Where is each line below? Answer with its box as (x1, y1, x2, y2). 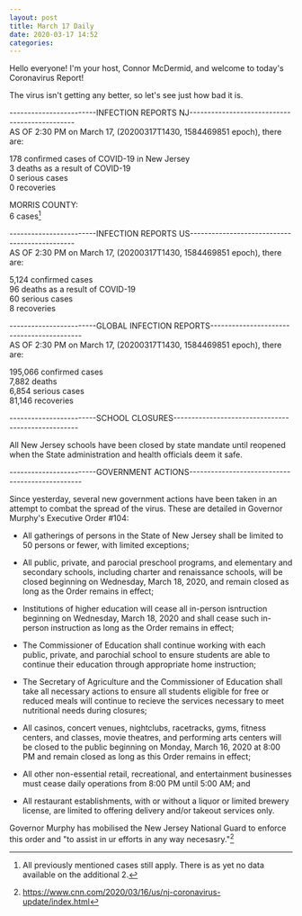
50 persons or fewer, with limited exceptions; (22, 539, 190, 550)
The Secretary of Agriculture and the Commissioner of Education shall (22, 676, 283, 687)
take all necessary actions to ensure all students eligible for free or (22, 686, 270, 696)
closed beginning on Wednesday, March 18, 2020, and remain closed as (22, 576, 289, 587)
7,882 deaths (9, 375, 58, 387)
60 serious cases (9, 293, 74, 304)
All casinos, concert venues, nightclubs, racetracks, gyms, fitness (22, 722, 267, 733)
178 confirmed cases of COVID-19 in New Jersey (9, 154, 191, 165)
